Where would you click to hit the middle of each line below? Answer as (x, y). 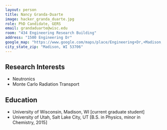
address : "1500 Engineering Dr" (39, 38)
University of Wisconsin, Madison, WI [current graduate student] (79, 112)
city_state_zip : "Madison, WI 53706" (44, 47)
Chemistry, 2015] (30, 123)
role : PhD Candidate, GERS (33, 24)
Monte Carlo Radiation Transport (46, 84)
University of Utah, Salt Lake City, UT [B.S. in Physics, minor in (76, 117)
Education (21, 100)
